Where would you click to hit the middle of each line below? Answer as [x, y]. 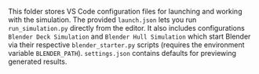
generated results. [38, 61]
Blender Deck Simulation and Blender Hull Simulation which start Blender [129, 36]
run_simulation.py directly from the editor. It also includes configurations [126, 28]
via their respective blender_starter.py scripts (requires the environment [126, 45]
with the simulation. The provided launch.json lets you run [102, 20]
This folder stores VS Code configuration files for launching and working [125, 11]
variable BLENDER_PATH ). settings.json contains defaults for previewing [122, 53]
